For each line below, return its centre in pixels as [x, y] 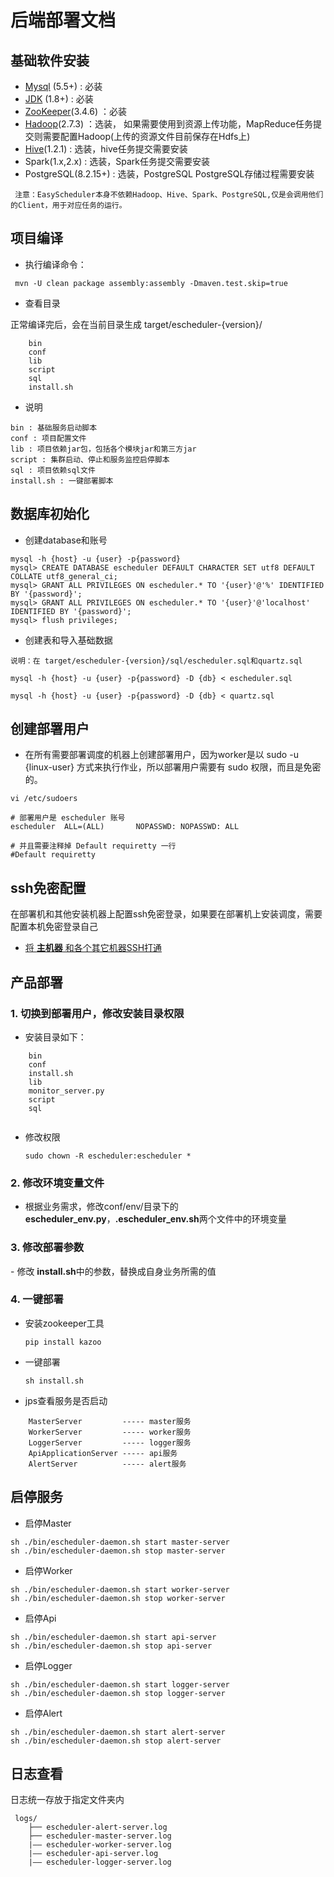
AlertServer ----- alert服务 [107, 1464]
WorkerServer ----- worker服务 [110, 1432]
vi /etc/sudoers [44, 799]
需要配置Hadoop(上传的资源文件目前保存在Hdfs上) [146, 136]
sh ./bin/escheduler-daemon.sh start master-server [120, 1542]
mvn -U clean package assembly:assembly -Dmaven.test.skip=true [151, 283]
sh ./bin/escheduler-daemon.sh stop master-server [118, 1551]
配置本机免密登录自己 [54, 927]
